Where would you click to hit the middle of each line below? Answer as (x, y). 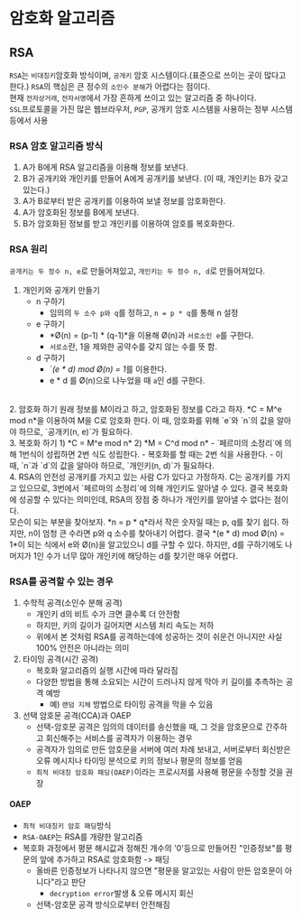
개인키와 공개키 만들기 (61, 290)
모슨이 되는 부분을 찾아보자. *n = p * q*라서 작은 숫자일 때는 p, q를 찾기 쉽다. (144, 522)
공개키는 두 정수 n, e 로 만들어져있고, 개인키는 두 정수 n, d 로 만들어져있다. (137, 271)
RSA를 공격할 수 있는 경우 (62, 581)
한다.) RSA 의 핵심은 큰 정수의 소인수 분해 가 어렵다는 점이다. (110, 86)
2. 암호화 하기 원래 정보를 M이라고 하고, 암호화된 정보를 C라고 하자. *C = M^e (146, 409)
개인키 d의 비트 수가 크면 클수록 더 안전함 (108, 614)
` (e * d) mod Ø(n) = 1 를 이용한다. (108, 369)
